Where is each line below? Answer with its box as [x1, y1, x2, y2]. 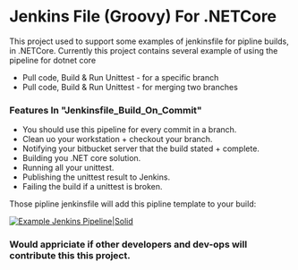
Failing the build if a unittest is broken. [21, 181, 163, 192]
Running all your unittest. [21, 163, 115, 173]
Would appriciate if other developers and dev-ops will [9, 239, 248, 251]
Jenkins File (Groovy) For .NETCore [9, 6, 277, 27]
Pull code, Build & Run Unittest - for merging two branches [21, 81, 239, 92]
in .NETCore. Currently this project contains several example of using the [9, 45, 278, 55]
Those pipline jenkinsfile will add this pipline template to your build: [9, 198, 257, 209]
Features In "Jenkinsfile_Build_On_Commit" [9, 104, 203, 116]
